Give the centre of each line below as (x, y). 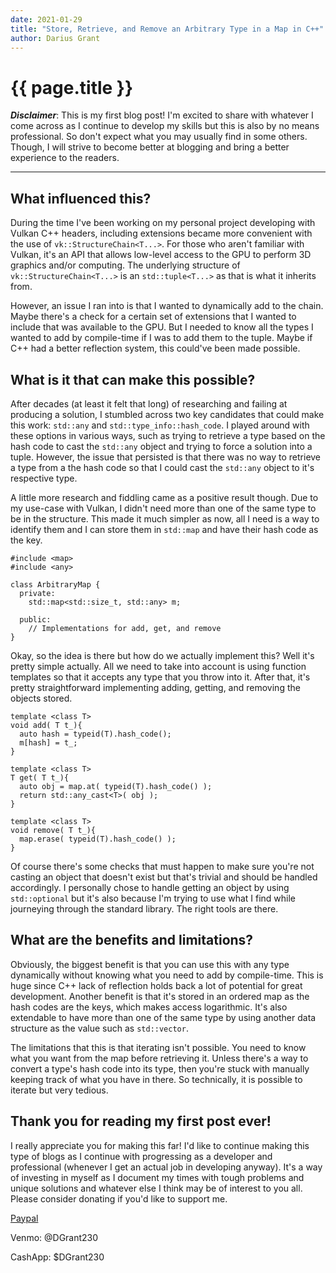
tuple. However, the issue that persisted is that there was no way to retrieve (166, 457)
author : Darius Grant (55, 38)
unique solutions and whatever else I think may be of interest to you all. (156, 1188)
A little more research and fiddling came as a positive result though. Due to (164, 497)
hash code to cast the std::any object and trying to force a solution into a (161, 446)
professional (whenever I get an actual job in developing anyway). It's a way (166, 1167)
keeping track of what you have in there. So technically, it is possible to (156, 1079)
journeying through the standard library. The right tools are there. (144, 908)
